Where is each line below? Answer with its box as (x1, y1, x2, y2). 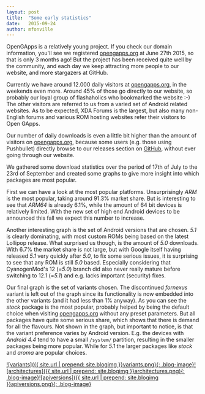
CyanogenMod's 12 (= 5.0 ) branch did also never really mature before (6, 265, 181, 273)
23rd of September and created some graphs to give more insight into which (6, 170, 199, 177)
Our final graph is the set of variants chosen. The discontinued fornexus (6, 284, 188, 292)
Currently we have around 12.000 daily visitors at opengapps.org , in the (6, 81, 187, 88)
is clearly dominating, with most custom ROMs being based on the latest (6, 233, 189, 240)
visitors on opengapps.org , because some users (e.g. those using (6, 139, 172, 146)
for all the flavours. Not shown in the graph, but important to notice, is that (6, 323, 193, 330)
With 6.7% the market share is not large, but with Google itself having (6, 246, 182, 253)
